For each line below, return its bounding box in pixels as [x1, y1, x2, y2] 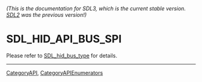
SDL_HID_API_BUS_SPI [6, 32, 122, 45]
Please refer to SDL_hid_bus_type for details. [6, 51, 117, 59]
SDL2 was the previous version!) [6, 11, 87, 18]
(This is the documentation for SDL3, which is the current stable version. [6, 5, 186, 12]
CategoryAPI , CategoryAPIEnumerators [6, 69, 103, 76]
